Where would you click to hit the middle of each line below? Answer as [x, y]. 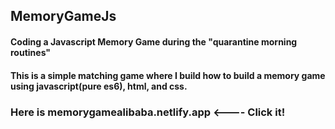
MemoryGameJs [63, 16]
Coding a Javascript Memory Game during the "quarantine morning [154, 41]
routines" [31, 52]
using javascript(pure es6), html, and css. [99, 86]
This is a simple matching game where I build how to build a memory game [168, 75]
